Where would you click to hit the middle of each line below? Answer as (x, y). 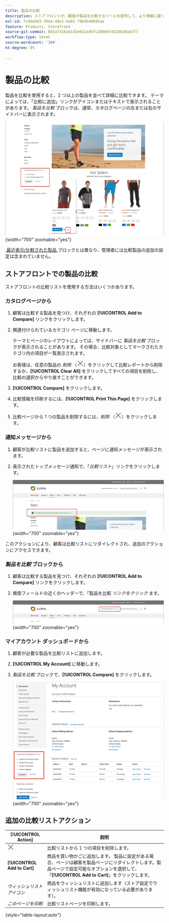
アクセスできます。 (33, 550)
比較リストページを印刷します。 (80, 903)
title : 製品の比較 (23, 11)
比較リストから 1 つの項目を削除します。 (89, 848)
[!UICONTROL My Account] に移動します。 (57, 664)
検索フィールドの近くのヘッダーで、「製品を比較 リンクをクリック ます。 (87, 593)
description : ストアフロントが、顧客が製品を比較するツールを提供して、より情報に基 (83, 16)
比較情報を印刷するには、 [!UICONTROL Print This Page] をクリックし (85, 399)
